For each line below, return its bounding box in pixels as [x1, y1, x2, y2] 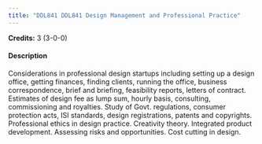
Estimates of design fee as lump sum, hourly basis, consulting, [8, 94, 211, 103]
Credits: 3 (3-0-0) [8, 33, 68, 42]
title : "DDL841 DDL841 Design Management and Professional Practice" [8, 11, 242, 20]
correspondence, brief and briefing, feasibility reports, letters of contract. [8, 85, 246, 94]
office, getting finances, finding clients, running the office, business [8, 76, 227, 87]
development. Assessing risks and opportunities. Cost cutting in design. [8, 127, 242, 136]
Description [8, 51, 48, 61]
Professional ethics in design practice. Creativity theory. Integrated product [8, 119, 253, 128]
